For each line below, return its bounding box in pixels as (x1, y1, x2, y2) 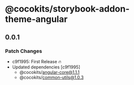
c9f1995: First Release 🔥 (12, 58, 62, 64)
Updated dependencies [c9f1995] (12, 64, 81, 70)
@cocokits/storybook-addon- (5, 3, 130, 15)
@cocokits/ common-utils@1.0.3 (19, 74, 84, 80)
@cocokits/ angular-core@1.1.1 (19, 69, 80, 75)
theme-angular (5, 14, 67, 25)
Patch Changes (5, 48, 43, 54)
